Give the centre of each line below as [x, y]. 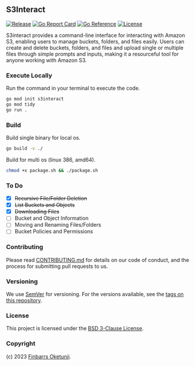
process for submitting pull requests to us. [57, 266]
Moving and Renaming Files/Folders [58, 225]
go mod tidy [20, 104]
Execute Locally [29, 75]
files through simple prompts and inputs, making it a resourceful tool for [93, 54]
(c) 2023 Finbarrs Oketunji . [39, 356]
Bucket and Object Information [52, 218]
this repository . [24, 300]
